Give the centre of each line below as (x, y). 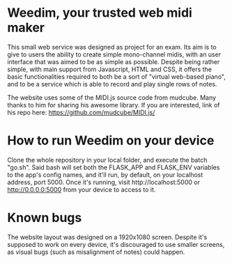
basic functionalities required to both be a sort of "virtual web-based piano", (117, 76)
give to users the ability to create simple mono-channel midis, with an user (114, 54)
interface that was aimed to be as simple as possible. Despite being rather (114, 61)
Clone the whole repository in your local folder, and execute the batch (107, 160)
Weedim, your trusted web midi (100, 13)
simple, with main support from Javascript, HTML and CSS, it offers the (110, 69)
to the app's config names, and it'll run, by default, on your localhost (105, 174)
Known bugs (45, 218)
